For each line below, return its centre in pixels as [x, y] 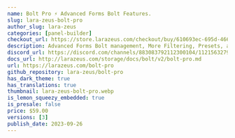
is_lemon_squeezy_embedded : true [56, 98]
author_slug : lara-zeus [42, 26]
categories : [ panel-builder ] [50, 33]
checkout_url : [28, 40]
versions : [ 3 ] [28, 117]
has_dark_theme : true [39, 78]
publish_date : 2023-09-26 [45, 124]
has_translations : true [42, 85]
